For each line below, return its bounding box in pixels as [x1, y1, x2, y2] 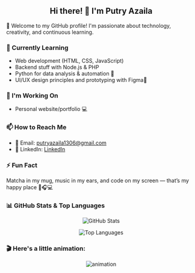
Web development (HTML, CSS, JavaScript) [14, 57, 124, 64]
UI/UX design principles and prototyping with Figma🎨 [14, 77, 147, 84]
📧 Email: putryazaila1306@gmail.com [14, 139, 107, 146]
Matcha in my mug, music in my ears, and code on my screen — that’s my [6, 177, 190, 184]
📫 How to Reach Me [6, 123, 67, 131]
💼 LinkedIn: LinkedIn [14, 145, 66, 152]
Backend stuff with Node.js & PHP [14, 64, 99, 71]
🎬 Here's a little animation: [6, 245, 86, 253]
